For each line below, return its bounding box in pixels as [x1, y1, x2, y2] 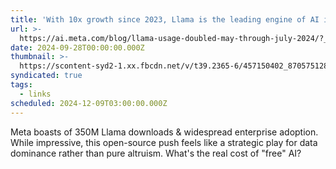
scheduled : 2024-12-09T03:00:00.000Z [10, 98, 168, 108]
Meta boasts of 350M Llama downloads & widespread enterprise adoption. [10, 126, 319, 138]
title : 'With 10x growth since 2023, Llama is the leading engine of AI [10, 14, 320, 25]
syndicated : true [10, 71, 83, 81]
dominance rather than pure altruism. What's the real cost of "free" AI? [10, 147, 302, 159]
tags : [10, 80, 33, 90]
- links [19, 89, 52, 99]
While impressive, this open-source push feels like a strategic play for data [10, 136, 318, 148]
